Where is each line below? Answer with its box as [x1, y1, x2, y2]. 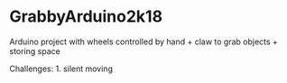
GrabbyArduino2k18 [9, 6, 163, 27]
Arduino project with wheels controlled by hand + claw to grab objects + [9, 36, 278, 47]
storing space [9, 45, 60, 56]
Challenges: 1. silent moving [9, 63, 113, 74]
